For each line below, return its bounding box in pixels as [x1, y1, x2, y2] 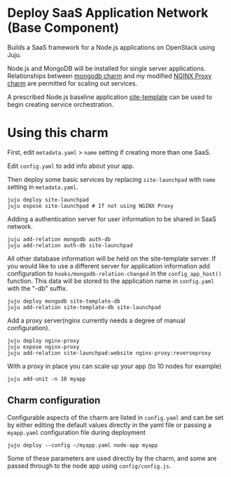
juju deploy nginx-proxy [7, 337, 80, 344]
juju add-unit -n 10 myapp [7, 375, 86, 382]
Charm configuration [7, 395, 101, 407]
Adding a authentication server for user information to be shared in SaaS [7, 214, 217, 223]
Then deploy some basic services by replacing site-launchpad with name [7, 175, 216, 183]
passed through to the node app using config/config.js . [7, 462, 171, 470]
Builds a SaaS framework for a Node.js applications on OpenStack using [7, 43, 216, 51]
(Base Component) [7, 20, 119, 36]
